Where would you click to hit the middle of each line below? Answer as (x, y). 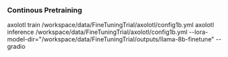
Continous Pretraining (45, 10)
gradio (16, 47)
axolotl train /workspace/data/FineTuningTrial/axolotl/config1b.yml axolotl (111, 25)
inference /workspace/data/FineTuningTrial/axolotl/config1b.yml (97, 32)
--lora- (198, 32)
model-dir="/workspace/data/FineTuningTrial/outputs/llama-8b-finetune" (111, 39)
